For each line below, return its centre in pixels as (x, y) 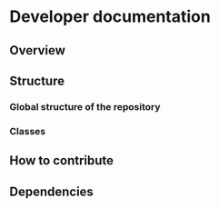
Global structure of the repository (85, 106)
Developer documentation (110, 17)
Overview (38, 50)
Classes (28, 131)
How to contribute (62, 161)
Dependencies (51, 191)
